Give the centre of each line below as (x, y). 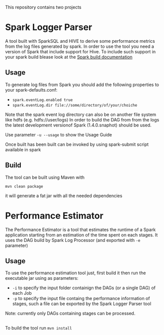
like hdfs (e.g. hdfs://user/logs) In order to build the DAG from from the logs (82, 119)
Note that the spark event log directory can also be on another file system (81, 114)
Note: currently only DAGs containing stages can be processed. (70, 314)
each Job (22, 293)
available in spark (23, 149)
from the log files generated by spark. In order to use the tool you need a (80, 46)
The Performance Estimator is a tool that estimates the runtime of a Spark (81, 229)
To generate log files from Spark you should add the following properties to (82, 85)
